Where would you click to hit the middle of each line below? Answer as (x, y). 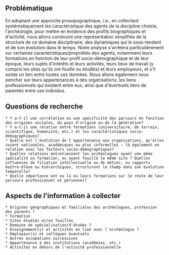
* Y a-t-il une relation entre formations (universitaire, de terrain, (82, 127)
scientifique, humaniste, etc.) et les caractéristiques (67, 131)
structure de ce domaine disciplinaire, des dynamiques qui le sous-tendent (83, 42)
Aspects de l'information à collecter (63, 196)
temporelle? (18, 171)
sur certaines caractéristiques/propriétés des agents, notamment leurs (79, 53)
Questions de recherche (44, 107)
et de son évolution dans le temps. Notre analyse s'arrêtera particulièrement (85, 47)
